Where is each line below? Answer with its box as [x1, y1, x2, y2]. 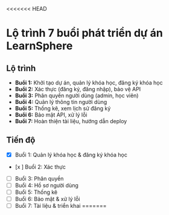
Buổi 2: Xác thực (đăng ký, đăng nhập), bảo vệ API [14, 86, 141, 92]
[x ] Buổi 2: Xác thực [14, 163, 66, 170]
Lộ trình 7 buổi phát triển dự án [6, 27, 163, 40]
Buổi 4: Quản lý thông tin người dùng [14, 98, 107, 105]
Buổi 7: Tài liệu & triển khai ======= [14, 202, 107, 210]
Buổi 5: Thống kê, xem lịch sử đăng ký [14, 105, 111, 112]
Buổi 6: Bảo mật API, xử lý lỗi [14, 111, 88, 118]
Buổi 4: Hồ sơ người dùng [14, 181, 78, 189]
